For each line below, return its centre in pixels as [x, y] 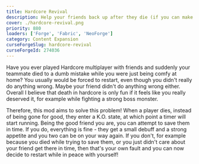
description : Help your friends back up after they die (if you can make [100, 17]
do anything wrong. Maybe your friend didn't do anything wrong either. [93, 86]
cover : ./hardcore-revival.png [45, 23]
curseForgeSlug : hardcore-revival [49, 45]
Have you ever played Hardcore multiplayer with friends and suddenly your [98, 67]
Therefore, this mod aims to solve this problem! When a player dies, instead [99, 110]
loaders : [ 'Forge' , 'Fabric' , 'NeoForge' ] [60, 34]
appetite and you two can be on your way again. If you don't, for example [96, 135]
